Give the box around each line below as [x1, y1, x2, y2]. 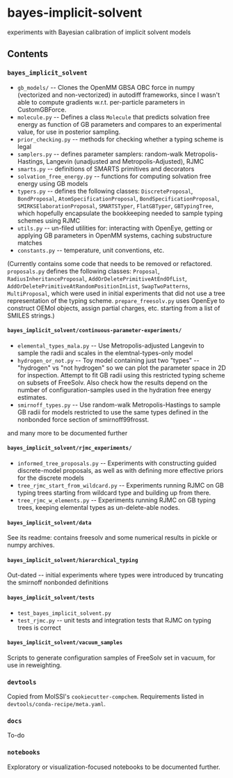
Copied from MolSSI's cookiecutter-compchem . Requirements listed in [7, 692, 204, 701]
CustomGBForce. [17, 105, 67, 114]
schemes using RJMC [17, 216, 81, 224]
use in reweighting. [7, 660, 62, 669]
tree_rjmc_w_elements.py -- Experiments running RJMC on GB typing [17, 496, 216, 504]
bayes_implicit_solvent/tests [7, 594, 95, 602]
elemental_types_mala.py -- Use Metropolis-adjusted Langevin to [17, 341, 204, 350]
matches [17, 238, 43, 247]
